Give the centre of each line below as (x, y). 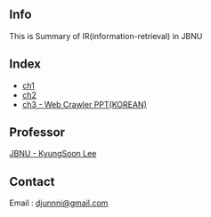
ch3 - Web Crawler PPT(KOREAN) (84, 104)
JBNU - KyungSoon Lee (53, 154)
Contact (32, 181)
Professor (37, 133)
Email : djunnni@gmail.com (59, 203)
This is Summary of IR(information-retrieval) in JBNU (106, 36)
